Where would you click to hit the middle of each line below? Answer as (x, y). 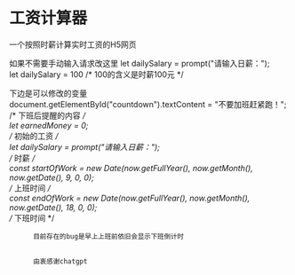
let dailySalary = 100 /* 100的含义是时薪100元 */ (96, 74)
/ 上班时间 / (30, 188)
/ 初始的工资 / (34, 136)
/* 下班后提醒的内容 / (48, 115)
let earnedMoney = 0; (49, 125)
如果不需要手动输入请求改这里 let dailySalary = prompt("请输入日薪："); (140, 63)
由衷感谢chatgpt (60, 261)
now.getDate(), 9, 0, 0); (52, 177)
